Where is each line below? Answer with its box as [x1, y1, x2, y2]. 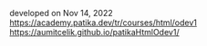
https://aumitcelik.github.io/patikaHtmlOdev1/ [9, 27, 180, 37]
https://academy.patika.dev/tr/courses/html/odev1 [9, 17, 198, 28]
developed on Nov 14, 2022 [9, 8, 114, 18]
